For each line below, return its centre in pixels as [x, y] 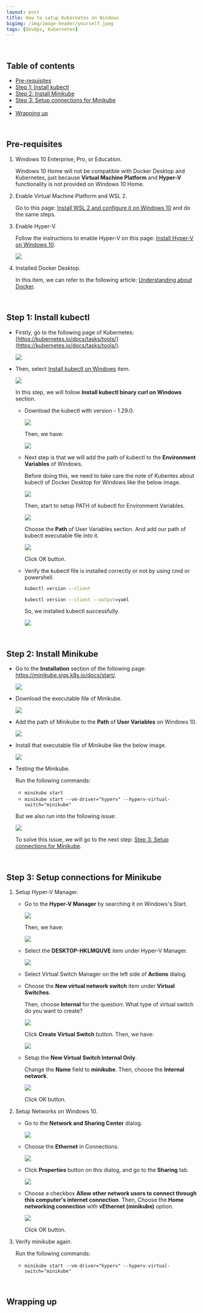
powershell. [39, 577]
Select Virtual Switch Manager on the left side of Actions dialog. [105, 974]
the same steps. [36, 214]
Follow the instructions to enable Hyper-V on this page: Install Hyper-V [104, 238]
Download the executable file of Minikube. [69, 699]
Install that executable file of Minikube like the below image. [91, 745]
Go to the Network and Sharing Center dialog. [83, 1124]
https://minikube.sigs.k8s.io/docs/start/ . [66, 675]
